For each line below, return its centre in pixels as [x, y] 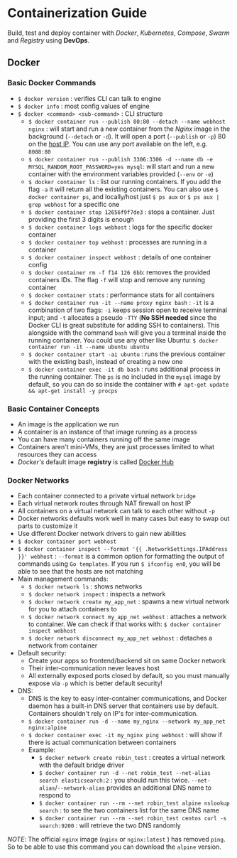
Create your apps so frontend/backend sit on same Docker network [127, 661]
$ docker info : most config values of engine [84, 106]
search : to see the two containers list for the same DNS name [129, 810]
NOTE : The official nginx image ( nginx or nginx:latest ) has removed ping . [116, 840]
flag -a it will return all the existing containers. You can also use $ [123, 189]
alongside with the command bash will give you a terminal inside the [127, 333]
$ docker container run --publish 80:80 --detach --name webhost [127, 122]
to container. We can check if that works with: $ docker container [125, 624]
